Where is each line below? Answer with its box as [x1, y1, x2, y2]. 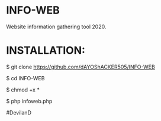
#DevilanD [6, 109, 31, 116]
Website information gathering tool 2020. [6, 23, 107, 30]
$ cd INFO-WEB [6, 74, 45, 81]
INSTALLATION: [6, 44, 86, 57]
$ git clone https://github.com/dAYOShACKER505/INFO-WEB [6, 63, 155, 70]
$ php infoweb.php [6, 97, 53, 104]
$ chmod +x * [6, 86, 40, 93]
